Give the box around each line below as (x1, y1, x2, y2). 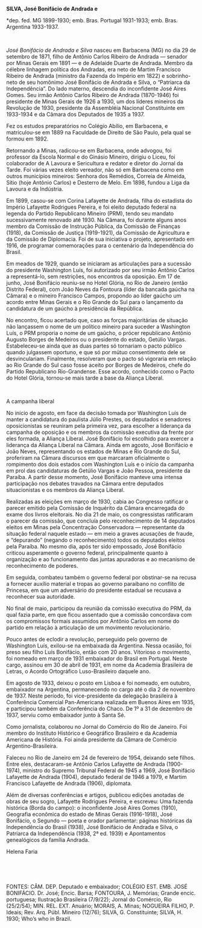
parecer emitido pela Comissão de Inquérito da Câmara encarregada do (6, 504, 185, 512)
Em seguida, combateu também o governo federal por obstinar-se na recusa (6, 574, 197, 581)
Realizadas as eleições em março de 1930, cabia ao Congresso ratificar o (6, 498, 189, 505)
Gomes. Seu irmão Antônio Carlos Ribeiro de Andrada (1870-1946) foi (6, 92, 179, 98)
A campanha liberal (6, 398, 54, 405)
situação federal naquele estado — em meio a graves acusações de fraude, (6, 530, 194, 537)
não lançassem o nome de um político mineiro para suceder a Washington (6, 323, 191, 330)
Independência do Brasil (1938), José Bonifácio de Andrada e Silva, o (6, 824, 178, 830)
